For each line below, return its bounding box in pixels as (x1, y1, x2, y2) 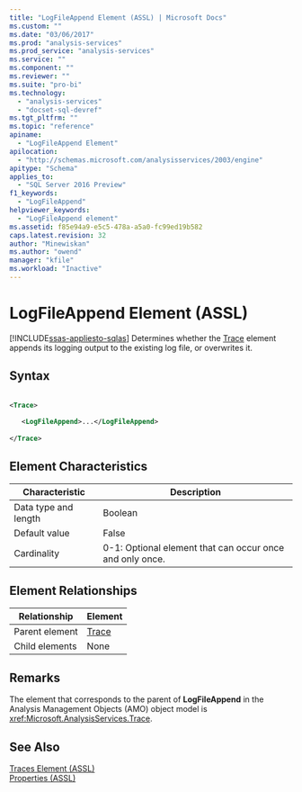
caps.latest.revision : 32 (9, 230, 106, 239)
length (13, 512, 41, 525)
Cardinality (13, 546, 60, 559)
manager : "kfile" (9, 256, 75, 265)
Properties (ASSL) (9, 773, 76, 784)
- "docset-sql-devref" (17, 105, 102, 114)
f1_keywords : (9, 189, 58, 198)
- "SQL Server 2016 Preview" (17, 181, 127, 190)
